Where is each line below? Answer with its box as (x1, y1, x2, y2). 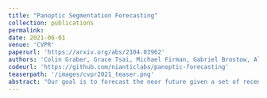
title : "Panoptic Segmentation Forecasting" (8, 11, 158, 20)
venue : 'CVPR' (8, 41, 56, 49)
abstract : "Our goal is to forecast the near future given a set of (8, 77, 240, 85)
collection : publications (8, 19, 94, 27)
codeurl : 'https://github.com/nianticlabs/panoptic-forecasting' (8, 63, 229, 71)
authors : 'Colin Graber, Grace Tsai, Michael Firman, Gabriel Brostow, (8, 56, 250, 64)
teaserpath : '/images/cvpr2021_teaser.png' (8, 70, 155, 78)
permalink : (8, 26, 44, 34)
